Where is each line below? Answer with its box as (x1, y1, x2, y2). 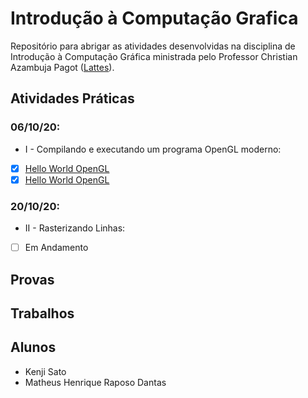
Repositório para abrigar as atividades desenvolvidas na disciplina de (10, 40, 296, 52)
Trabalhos (10, 305, 75, 322)
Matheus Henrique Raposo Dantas (24, 376, 167, 388)
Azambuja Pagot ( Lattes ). (10, 61, 115, 73)
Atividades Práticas (10, 90, 135, 107)
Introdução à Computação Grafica (10, 7, 299, 30)
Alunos (10, 339, 57, 356)
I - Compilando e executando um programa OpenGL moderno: (24, 143, 282, 155)
